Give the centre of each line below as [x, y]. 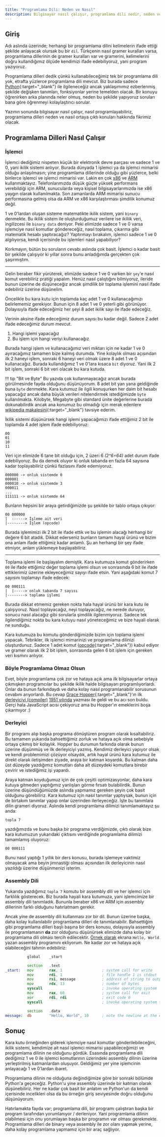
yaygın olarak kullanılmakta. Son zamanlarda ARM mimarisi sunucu [72, 194]
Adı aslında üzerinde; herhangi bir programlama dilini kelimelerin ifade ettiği [82, 46]
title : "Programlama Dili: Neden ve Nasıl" [50, 10]
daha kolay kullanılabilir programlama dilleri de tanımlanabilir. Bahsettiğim [79, 922]
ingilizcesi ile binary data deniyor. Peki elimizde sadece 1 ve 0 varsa [74, 224]
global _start [45, 957]
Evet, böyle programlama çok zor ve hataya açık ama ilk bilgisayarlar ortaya [82, 679]
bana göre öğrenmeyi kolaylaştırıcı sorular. [48, 102]
